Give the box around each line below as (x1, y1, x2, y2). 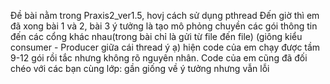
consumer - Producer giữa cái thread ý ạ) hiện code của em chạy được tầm (10, 41, 321, 53)
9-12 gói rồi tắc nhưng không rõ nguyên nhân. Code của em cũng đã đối (10, 52, 308, 64)
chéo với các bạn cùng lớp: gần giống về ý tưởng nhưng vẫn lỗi (10, 63, 270, 74)
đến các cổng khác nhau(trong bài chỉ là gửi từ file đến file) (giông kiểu (10, 31, 303, 42)
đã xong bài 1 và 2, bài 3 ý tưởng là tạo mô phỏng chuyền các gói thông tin (10, 20, 318, 32)
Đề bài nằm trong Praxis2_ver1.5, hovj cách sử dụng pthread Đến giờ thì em (10, 10, 320, 21)
